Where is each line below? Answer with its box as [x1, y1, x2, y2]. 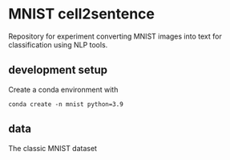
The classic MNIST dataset [8, 143, 98, 153]
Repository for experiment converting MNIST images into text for [8, 31, 222, 41]
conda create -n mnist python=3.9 [8, 100, 124, 109]
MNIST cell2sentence [8, 5, 155, 23]
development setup [8, 64, 108, 77]
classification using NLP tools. [8, 39, 108, 49]
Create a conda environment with [8, 84, 119, 94]
